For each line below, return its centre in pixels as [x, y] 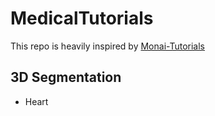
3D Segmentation [66, 77]
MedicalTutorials [82, 18]
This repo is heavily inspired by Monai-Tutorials [107, 46]
